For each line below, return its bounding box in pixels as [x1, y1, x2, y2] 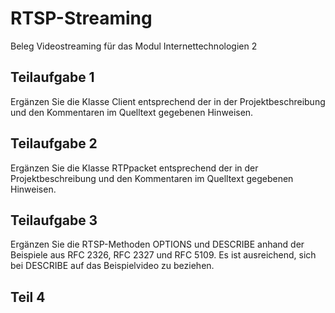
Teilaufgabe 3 [10, 212, 98, 229]
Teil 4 [10, 288, 46, 306]
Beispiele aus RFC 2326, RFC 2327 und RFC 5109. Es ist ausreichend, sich [10, 249, 317, 261]
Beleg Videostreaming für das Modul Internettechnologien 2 [10, 40, 258, 52]
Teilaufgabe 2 [10, 135, 98, 152]
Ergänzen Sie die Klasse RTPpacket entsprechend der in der [10, 162, 259, 174]
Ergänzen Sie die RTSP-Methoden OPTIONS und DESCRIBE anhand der [10, 238, 305, 251]
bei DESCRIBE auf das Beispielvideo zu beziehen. [10, 260, 215, 272]
